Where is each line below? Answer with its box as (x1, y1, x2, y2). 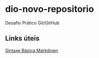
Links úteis (5, 34, 40, 43)
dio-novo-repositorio (5, 3, 95, 15)
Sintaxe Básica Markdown (5, 47, 59, 53)
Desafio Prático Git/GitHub (5, 20, 60, 26)
